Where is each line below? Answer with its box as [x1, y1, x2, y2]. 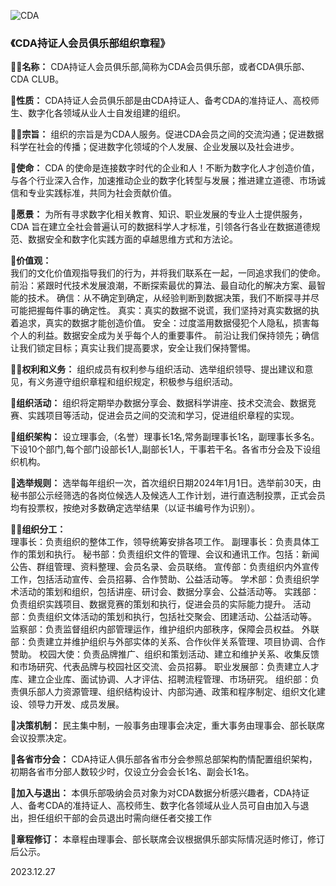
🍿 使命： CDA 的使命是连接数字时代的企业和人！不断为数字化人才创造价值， [10, 162, 320, 174]
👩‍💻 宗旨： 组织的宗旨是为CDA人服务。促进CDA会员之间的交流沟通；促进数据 [10, 128, 325, 140]
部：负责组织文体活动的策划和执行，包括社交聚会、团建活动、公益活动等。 [10, 611, 317, 623]
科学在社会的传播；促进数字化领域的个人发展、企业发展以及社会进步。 [10, 141, 300, 153]
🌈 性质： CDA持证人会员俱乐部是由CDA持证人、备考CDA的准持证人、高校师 [10, 95, 320, 107]
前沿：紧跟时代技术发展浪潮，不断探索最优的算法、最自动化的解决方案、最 [10, 280, 317, 292]
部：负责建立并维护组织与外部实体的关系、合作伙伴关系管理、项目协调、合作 [10, 636, 326, 648]
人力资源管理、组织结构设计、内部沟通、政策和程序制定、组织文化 [44, 686, 317, 698]
